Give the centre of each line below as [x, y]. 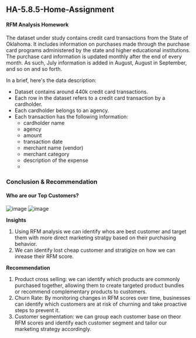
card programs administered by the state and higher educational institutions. [98, 50]
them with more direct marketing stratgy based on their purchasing [95, 238]
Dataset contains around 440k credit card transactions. [81, 92]
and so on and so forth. [34, 69]
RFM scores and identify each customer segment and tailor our [91, 323]
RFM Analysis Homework [37, 24]
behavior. [26, 244]
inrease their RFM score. [44, 256]
